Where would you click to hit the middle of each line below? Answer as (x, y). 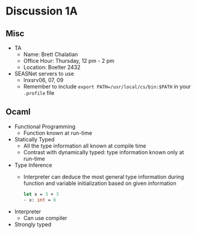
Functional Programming (45, 126)
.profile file (39, 93)
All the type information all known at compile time (85, 146)
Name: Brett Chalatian (51, 54)
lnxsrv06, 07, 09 (43, 80)
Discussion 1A (42, 11)
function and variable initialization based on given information (100, 183)
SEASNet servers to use (44, 73)
